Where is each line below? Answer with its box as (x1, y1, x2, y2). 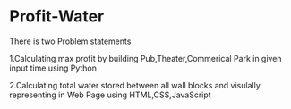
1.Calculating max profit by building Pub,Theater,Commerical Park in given (9, 53, 282, 63)
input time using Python (9, 63, 97, 73)
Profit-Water (9, 6, 105, 27)
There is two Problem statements (9, 36, 132, 46)
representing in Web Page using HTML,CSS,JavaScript (9, 89, 212, 100)
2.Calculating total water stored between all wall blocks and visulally (9, 80, 261, 90)
